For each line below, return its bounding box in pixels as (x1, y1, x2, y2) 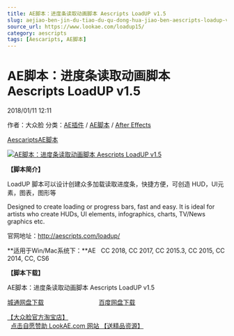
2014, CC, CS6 (7, 255, 49, 263)
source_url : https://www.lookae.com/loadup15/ (7, 23, 145, 30)
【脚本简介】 (7, 165, 44, 174)
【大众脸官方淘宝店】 (7, 313, 68, 321)
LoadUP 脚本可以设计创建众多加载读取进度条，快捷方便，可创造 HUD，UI (7, 180, 218, 189)
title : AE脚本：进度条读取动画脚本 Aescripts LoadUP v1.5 (7, 10, 166, 17)
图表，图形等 (19, 189, 56, 197)
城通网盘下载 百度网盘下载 (7, 298, 136, 307)
